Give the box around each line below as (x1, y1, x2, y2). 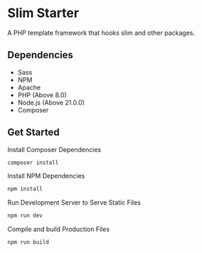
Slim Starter (7, 5, 80, 21)
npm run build (7, 239, 50, 246)
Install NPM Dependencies (7, 172, 85, 181)
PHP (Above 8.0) (17, 90, 68, 99)
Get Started (7, 126, 60, 139)
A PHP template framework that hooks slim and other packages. (7, 28, 196, 37)
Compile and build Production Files (7, 225, 110, 234)
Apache (17, 83, 41, 92)
